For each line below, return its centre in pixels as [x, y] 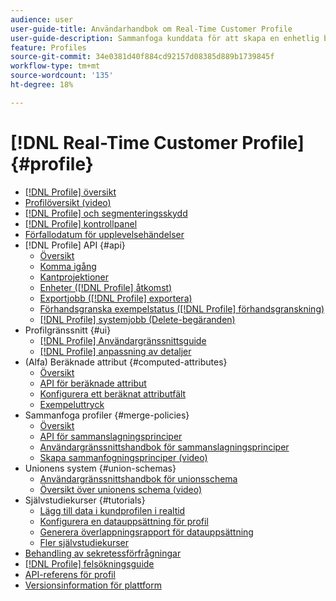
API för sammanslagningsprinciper [111, 436]
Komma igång [68, 266]
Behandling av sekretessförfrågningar [103, 553]
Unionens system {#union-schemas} [100, 468]
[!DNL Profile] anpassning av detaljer [115, 351]
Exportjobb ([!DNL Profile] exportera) [116, 298]
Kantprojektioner [74, 277]
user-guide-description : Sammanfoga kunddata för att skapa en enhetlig [165, 38]
